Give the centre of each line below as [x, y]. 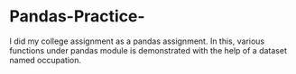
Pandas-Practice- [78, 16]
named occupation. [45, 60]
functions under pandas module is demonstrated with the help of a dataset [148, 50]
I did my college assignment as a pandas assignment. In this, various [137, 41]
